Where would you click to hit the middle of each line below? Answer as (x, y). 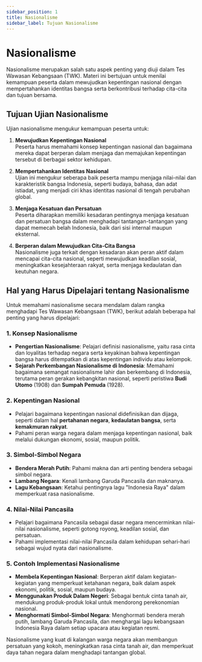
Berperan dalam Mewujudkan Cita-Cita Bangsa (75, 246)
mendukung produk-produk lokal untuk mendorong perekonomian (97, 602)
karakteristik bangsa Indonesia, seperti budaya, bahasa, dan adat (96, 184)
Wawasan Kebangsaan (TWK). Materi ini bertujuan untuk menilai (86, 76)
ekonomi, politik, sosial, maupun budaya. (65, 590)
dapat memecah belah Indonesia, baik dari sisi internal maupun (93, 228)
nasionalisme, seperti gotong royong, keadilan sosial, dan (98, 529)
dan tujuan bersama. (32, 95)
